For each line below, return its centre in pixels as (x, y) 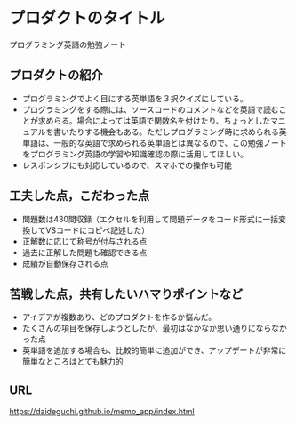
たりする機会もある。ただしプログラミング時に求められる (174, 132)
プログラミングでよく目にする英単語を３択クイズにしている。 (135, 98)
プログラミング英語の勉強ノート (68, 44)
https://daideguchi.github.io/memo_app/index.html (102, 412)
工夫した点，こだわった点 (79, 196)
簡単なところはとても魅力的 (72, 362)
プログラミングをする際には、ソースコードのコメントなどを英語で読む (151, 109)
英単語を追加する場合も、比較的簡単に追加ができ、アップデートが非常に (154, 350)
